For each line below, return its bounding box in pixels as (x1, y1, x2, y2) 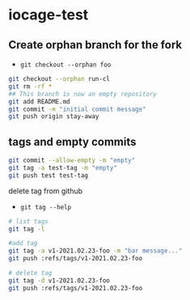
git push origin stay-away (8, 112, 99, 120)
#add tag (8, 239, 38, 247)
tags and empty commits (8, 135, 137, 149)
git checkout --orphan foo (19, 61, 112, 69)
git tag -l (8, 225, 45, 233)
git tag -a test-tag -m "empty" (8, 163, 117, 171)
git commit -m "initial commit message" (8, 105, 147, 113)
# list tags (8, 217, 49, 226)
